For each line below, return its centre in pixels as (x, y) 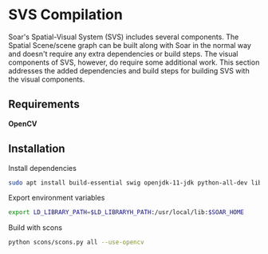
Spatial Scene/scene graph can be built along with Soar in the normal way (130, 45)
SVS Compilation (66, 15)
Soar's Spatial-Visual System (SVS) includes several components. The (124, 37)
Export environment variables (57, 198)
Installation (37, 149)
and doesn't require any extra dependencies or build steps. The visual (123, 54)
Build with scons (35, 228)
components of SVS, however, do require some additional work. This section (134, 62)
